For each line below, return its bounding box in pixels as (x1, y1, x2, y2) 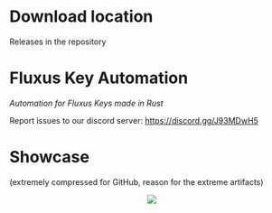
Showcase (9, 147, 90, 168)
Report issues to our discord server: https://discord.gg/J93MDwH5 (9, 115, 259, 125)
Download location (9, 6, 154, 27)
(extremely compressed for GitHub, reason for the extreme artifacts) (9, 176, 264, 187)
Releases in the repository (9, 36, 107, 47)
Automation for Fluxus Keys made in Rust (9, 97, 164, 108)
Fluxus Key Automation (9, 68, 188, 88)
